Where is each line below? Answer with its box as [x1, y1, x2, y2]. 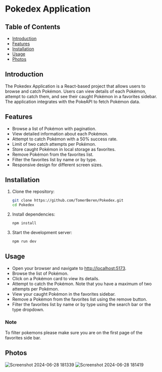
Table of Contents [5, 23, 61, 31]
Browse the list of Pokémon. [12, 271, 69, 276]
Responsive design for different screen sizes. [12, 162, 103, 168]
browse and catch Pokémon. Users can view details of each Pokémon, [5, 88, 147, 94]
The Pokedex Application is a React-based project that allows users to [5, 83, 146, 89]
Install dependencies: [12, 211, 55, 217]
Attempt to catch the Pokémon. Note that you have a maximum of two [12, 281, 152, 287]
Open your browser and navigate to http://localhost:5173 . [12, 265, 126, 271]
